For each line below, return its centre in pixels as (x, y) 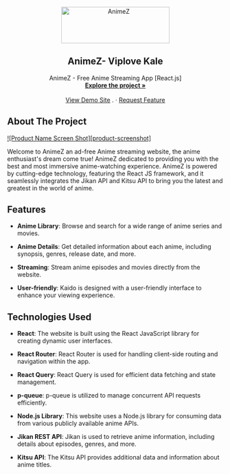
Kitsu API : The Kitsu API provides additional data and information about (118, 457)
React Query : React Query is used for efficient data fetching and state (116, 375)
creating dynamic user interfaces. (65, 341)
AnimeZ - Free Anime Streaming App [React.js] (115, 78)
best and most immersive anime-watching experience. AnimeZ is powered (112, 166)
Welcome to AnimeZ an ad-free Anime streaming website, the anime (104, 151)
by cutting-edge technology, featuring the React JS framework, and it (105, 173)
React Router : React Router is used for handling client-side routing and (117, 354)
